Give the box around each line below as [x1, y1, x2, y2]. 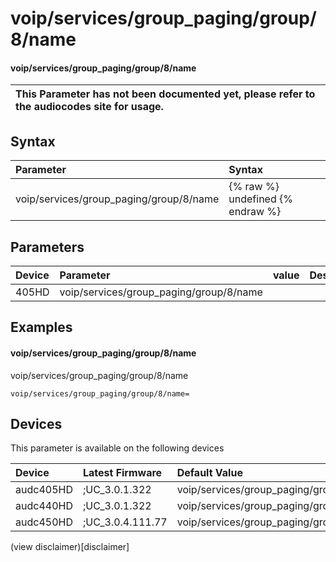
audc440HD [15, 499, 73, 513]
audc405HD [15, 483, 73, 497]
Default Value [176, 466, 243, 480]
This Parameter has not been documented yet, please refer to [15, 87, 316, 101]
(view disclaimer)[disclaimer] [10, 541, 130, 553]
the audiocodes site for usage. [15, 100, 164, 114]
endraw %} [228, 205, 282, 219]
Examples [10, 319, 73, 336]
